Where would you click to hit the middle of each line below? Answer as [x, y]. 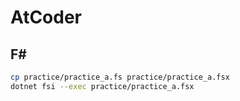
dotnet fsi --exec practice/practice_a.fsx [102, 86]
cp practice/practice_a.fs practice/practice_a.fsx [120, 77]
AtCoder [46, 17]
